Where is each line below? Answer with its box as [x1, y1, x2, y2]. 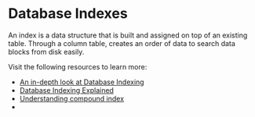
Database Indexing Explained [19, 85, 114, 94]
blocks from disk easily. [8, 47, 85, 56]
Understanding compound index [19, 94, 124, 103]
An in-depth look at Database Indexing [19, 77, 144, 87]
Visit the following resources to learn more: [8, 62, 148, 71]
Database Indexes [8, 5, 128, 23]
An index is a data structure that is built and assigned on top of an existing [8, 30, 248, 40]
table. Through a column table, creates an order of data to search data [8, 38, 235, 48]
